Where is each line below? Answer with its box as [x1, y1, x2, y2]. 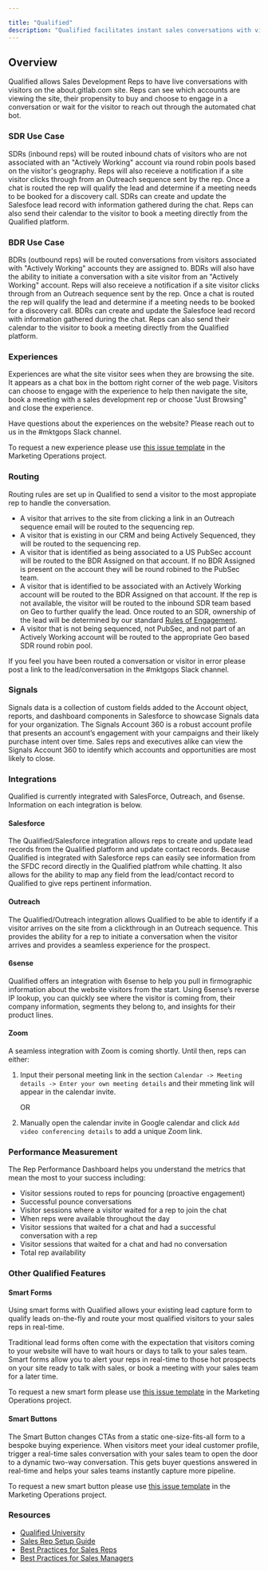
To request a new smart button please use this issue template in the [8, 1481, 231, 1490]
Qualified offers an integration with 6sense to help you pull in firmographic [8, 976, 253, 986]
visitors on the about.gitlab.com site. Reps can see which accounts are [8, 85, 241, 95]
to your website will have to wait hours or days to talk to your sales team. [8, 1347, 247, 1356]
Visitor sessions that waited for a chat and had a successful [19, 1223, 216, 1232]
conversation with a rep [19, 1231, 98, 1240]
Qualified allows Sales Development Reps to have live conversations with [8, 77, 248, 86]
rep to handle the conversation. [8, 498, 112, 507]
